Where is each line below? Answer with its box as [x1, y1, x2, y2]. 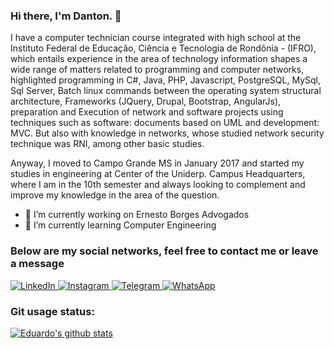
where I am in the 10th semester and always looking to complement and [10, 179, 306, 191]
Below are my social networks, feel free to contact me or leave [10, 244, 319, 258]
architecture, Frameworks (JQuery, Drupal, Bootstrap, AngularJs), [10, 95, 282, 108]
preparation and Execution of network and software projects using [10, 106, 284, 118]
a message [10, 257, 65, 271]
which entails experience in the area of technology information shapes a [10, 53, 308, 65]
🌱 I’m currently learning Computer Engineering [24, 219, 217, 231]
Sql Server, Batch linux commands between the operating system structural [10, 85, 322, 97]
